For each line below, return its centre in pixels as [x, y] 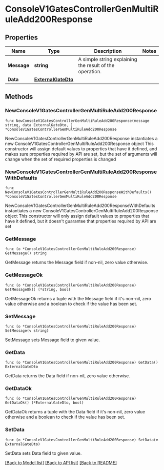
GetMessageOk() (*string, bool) [38, 289]
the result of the [96, 65]
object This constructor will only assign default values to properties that [77, 216]
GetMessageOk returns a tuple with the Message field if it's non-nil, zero [78, 298]
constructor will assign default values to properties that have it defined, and [81, 149]
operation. [90, 72]
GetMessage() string [26, 253]
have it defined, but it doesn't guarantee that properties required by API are [81, 221]
